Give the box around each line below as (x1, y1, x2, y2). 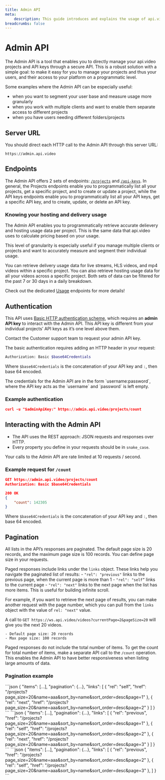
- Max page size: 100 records (5, 636, 67, 641)
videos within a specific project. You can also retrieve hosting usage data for (5, 268, 160, 274)
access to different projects (12, 109, 68, 115)
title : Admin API (5, 7, 41, 12)
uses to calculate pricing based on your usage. (5, 233, 100, 239)
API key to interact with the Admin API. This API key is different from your (5, 320, 154, 326)
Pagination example (5, 672, 54, 679)
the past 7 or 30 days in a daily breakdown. (5, 278, 92, 284)
